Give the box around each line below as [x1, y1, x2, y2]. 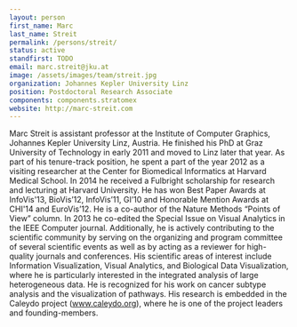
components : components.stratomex [9, 95, 138, 105]
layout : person [9, 12, 66, 22]
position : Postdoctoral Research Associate [9, 87, 173, 96]
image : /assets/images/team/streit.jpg [9, 71, 157, 80]
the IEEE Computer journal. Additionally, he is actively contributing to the [9, 223, 275, 234]
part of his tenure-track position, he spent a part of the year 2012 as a [9, 156, 265, 167]
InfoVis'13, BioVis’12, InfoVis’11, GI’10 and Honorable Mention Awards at [9, 195, 269, 205]
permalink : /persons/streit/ [9, 37, 117, 47]
